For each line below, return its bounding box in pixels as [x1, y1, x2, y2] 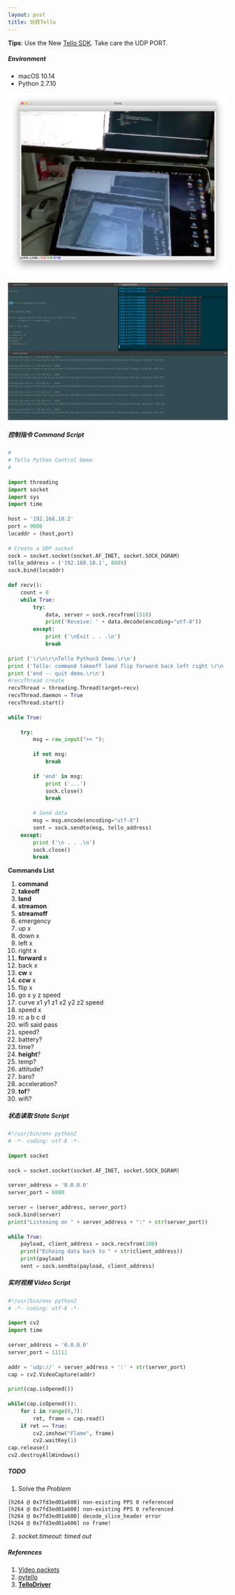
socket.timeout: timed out [17, 1532, 92, 1541]
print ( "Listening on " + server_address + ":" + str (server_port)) [8, 1219, 209, 1226]
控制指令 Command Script [8, 430, 84, 438]
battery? [17, 1035, 43, 1044]
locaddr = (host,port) [8, 530, 74, 537]
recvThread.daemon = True [8, 692, 83, 699]
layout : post [8, 11, 46, 18]
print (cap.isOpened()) [8, 1386, 74, 1393]
